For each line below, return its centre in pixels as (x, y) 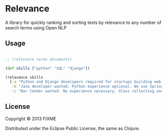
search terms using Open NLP (36, 27)
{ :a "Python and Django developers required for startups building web (85, 82)
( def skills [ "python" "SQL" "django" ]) (48, 68)
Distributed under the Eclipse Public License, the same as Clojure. (73, 128)
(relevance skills (24, 77)
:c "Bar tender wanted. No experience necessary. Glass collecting (83, 91)
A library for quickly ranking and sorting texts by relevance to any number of (83, 22)
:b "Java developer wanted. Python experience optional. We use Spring (87, 87)
